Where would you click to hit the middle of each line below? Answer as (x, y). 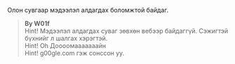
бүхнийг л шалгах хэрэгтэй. (66, 38)
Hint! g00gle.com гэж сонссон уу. (74, 53)
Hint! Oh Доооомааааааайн (65, 46)
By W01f (37, 23)
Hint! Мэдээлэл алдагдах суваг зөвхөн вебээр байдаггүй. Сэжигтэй (126, 31)
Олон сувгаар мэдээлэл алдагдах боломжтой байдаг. (88, 10)
